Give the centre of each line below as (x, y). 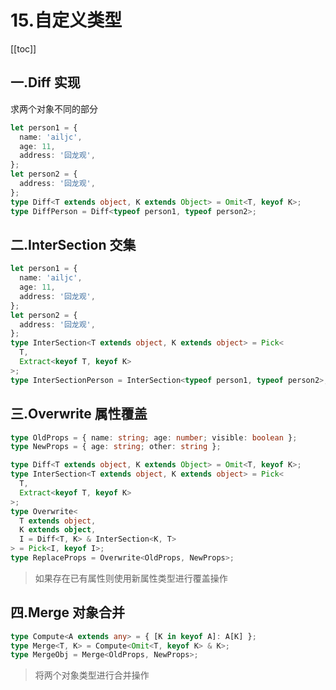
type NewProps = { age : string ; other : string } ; (116, 447)
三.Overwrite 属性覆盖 (79, 414)
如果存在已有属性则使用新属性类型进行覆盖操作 (131, 578)
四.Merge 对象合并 (67, 612)
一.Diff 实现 (45, 82)
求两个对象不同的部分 (54, 108)
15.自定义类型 (66, 20)
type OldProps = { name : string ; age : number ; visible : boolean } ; (154, 437)
